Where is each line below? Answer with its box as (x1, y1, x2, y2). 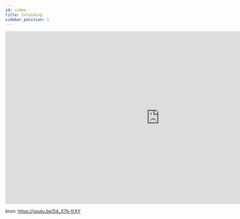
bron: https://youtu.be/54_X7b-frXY (5, 208, 81, 214)
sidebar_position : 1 (5, 17, 50, 22)
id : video (5, 7, 27, 13)
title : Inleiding (5, 12, 43, 17)
